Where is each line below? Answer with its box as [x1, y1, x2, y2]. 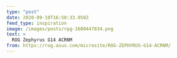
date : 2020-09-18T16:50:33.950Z [6, 14, 89, 21]
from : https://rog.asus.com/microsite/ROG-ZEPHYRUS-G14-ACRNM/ [6, 43, 171, 49]
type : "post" [6, 8, 40, 15]
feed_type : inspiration [6, 20, 67, 26]
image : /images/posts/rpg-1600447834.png [6, 25, 114, 32]
